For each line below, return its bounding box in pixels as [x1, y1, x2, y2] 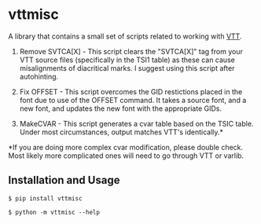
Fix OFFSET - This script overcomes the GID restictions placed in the [19, 86, 243, 96]
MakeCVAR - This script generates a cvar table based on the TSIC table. [19, 119, 254, 128]
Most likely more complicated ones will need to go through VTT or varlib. [8, 151, 244, 160]
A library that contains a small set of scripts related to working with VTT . [8, 31, 242, 41]
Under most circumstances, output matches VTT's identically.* [19, 127, 224, 137]
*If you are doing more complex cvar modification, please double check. [8, 142, 244, 152]
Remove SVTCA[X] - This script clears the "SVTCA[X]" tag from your [19, 46, 244, 56]
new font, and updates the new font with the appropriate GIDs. [19, 104, 222, 113]
